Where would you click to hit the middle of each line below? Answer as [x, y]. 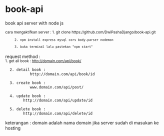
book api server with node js [34, 23]
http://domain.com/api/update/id [58, 100]
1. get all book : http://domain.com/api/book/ [43, 61]
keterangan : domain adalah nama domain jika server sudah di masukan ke [82, 123]
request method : [23, 56]
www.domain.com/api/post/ [57, 87]
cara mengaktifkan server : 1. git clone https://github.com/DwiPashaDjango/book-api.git [80, 32]
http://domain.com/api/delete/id [58, 113]
